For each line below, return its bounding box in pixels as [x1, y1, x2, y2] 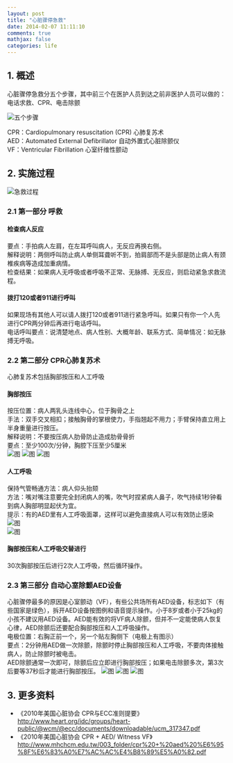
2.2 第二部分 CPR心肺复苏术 [7, 355, 101, 365]
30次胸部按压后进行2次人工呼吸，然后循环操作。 [7, 561, 147, 570]
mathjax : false [7, 36, 51, 43]
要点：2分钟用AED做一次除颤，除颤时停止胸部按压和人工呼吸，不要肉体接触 [7, 641, 224, 650]
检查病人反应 [7, 225, 44, 233]
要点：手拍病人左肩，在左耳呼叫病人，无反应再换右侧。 [7, 241, 165, 250]
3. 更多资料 [7, 689, 55, 701]
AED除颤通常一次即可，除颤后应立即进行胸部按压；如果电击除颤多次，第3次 [7, 658, 224, 667]
